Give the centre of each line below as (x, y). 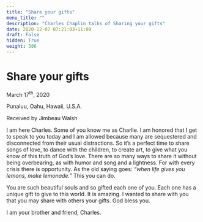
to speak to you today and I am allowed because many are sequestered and (102, 137)
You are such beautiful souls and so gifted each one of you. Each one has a (102, 188)
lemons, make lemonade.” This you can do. (61, 176)
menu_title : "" (26, 18)
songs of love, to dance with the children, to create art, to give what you (97, 150)
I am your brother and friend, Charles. (54, 213)
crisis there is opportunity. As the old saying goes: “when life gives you (96, 169)
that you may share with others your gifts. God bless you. (78, 201)
